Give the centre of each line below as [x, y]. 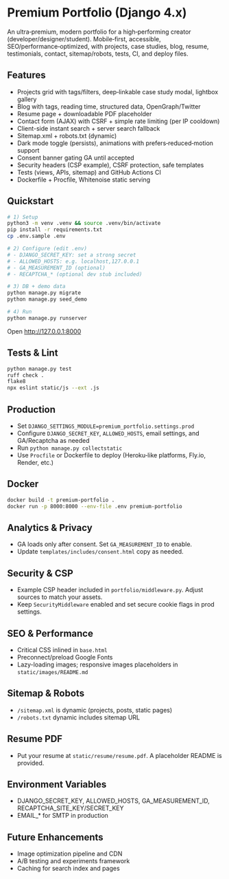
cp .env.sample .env [37, 236]
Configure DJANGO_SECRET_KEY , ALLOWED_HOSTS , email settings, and [108, 433]
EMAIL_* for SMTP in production [62, 816]
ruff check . [26, 375]
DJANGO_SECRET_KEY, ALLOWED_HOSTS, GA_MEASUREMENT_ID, [113, 801]
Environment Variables [57, 784]
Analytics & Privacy [50, 528]
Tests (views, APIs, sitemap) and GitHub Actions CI [89, 172]
